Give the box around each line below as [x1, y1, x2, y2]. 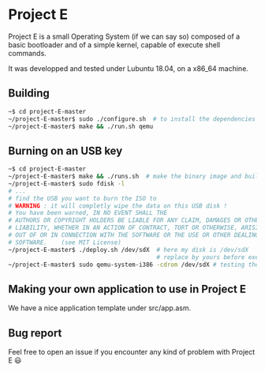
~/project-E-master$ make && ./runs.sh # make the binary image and [8, 172, 242, 181]
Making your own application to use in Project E [8, 282, 247, 295]
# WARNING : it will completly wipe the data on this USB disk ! [8, 201, 227, 210]
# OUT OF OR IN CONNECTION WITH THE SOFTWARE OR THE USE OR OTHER [8, 231, 231, 239]
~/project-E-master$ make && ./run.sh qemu [8, 122, 154, 130]
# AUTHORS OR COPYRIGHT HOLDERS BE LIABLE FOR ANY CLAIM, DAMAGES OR [8, 216, 242, 224]
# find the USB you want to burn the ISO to [8, 194, 157, 202]
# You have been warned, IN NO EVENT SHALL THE [8, 209, 168, 217]
